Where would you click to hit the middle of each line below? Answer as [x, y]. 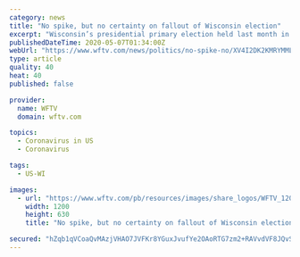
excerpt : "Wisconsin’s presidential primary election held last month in [150, 34]
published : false [42, 84]
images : [24, 190]
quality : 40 [31, 68]
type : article [36, 59]
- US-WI [32, 174]
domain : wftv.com [50, 117]
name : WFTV [37, 108]
